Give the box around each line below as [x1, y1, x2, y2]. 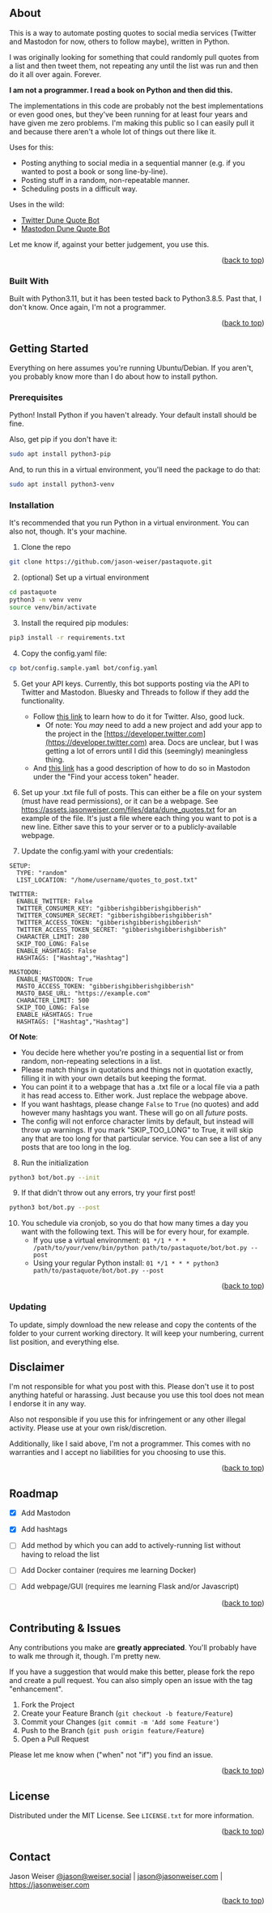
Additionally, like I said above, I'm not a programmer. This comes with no [9, 1439, 251, 1448]
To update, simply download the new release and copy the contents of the [9, 1320, 257, 1329]
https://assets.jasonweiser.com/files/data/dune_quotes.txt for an [20, 805, 237, 814]
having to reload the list [20, 1550, 100, 1559]
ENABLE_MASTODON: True [16, 975, 93, 983]
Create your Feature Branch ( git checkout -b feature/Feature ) [20, 1708, 234, 1719]
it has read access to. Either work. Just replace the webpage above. [20, 1090, 248, 1100]
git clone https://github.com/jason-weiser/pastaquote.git [9, 558, 213, 566]
